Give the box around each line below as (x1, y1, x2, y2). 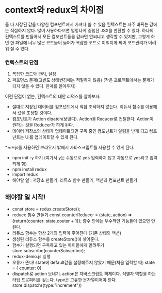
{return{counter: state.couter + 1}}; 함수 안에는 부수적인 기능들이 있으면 (12, 218, 150, 224)
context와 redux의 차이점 (5, 4, 104, 16)
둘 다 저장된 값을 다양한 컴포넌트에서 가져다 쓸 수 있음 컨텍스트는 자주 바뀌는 (5, 21, 149, 27)
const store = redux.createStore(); (12, 206, 81, 212)
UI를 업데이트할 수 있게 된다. (25, 134, 79, 140)
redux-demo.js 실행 (12, 254, 51, 259)
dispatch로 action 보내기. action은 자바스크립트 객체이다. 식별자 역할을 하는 (12, 271, 156, 277)
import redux (12, 172, 38, 177)
